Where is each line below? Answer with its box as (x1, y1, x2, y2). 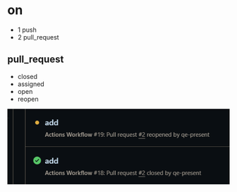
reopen (17, 95, 39, 103)
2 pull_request (17, 32, 59, 41)
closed (17, 72, 37, 80)
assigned (17, 80, 44, 88)
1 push (17, 25, 37, 34)
